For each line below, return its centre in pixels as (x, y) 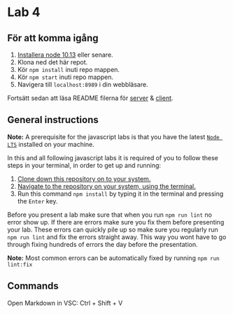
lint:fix (20, 264)
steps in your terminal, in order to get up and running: (84, 165)
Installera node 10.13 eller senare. (65, 55)
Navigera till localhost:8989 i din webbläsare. (83, 84)
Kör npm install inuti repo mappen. (69, 70)
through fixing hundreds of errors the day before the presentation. (103, 244)
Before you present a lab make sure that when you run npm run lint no (110, 215)
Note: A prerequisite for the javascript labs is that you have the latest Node (113, 136)
